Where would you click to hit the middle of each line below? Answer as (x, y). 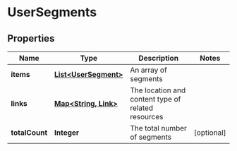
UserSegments (52, 12)
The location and (158, 90)
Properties (31, 38)
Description (158, 58)
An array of (148, 70)
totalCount (29, 133)
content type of (156, 99)
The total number (158, 128)
